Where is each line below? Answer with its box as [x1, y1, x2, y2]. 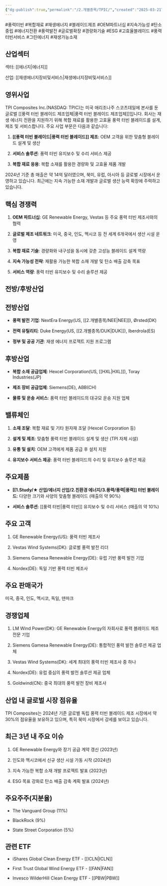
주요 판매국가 [5, 581, 43, 589]
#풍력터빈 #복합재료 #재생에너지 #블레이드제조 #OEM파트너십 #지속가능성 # [5, 21, 154, 27]
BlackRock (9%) [12, 817, 46, 823]
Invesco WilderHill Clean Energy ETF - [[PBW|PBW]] [12, 875, 120, 881]
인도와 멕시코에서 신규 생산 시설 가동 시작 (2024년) [12, 757, 112, 763]
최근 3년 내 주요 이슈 [5, 732, 64, 741]
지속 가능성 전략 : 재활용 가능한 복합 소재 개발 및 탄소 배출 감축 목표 [12, 258, 141, 264]
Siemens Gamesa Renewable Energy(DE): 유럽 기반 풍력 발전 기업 [12, 555, 144, 561]
